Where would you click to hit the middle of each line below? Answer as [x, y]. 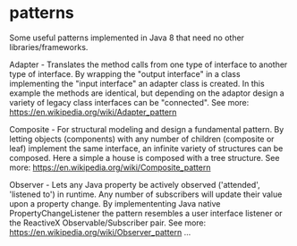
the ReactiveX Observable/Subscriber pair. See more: [108, 223]
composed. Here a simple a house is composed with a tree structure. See [144, 157]
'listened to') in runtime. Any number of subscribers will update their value [146, 194]
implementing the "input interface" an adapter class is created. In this [137, 83]
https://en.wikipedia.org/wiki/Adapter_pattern [93, 112]
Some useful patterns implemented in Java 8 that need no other [127, 38]
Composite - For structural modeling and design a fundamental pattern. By [147, 129]
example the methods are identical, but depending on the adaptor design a [147, 93]
